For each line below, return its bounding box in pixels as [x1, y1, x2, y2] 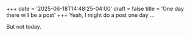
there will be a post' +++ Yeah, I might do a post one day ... [6, 11, 155, 19]
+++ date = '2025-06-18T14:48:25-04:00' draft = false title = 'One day [6, 5, 185, 12]
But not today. [6, 23, 41, 30]
